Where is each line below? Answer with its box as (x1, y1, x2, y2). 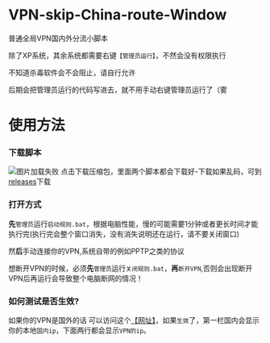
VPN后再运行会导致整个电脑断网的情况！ (8, 273, 143, 283)
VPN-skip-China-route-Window (8, 6, 227, 24)
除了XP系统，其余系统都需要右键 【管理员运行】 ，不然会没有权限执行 (8, 50, 226, 60)
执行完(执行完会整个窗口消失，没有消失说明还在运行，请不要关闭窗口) (8, 228, 240, 239)
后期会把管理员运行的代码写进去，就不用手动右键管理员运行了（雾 (8, 85, 227, 94)
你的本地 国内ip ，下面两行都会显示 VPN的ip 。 (8, 325, 151, 336)
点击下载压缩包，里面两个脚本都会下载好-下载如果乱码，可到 (60, 167, 262, 177)
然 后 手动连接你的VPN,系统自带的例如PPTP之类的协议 (8, 246, 185, 256)
